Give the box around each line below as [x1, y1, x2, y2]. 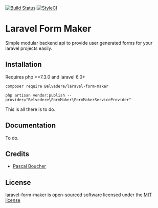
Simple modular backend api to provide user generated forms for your [5, 40, 153, 46]
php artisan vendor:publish [5, 92, 65, 98]
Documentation [5, 121, 56, 130]
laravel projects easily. [5, 45, 53, 51]
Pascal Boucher [12, 163, 46, 169]
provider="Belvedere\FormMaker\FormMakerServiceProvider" [5, 97, 131, 102]
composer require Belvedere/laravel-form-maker [5, 84, 109, 89]
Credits [5, 149, 30, 158]
